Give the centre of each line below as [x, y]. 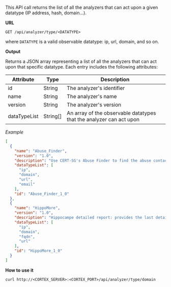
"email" [27, 184]
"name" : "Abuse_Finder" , [41, 151]
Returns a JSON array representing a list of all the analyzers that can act [81, 61]
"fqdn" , [27, 237]
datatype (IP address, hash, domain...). [46, 13]
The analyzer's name [92, 96]
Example [15, 132]
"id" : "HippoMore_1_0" [38, 251]
